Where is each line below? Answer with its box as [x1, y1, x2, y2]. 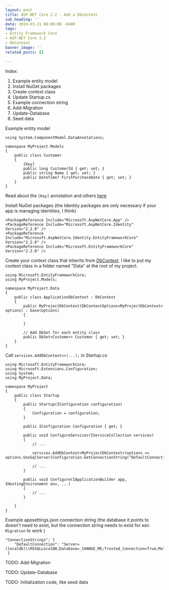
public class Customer [14, 153, 62, 158]
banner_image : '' [5, 45, 42, 50]
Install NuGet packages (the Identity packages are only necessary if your [5, 202, 156, 208]
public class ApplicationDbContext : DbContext [14, 294, 116, 300]
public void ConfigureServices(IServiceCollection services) [23, 433, 154, 438]
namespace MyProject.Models [5, 144, 64, 149]
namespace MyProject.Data [5, 286, 59, 291]
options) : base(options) [5, 308, 59, 313]
